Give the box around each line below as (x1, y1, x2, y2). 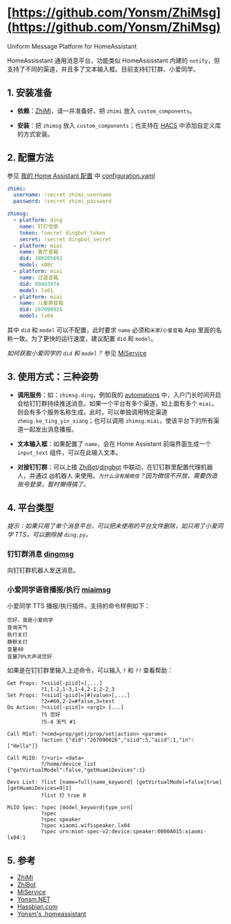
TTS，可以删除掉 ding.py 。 (14, 530, 93, 538)
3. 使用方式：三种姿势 (7, 371, 99, 383)
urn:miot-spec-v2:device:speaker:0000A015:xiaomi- (59, 828, 207, 835)
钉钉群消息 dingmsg (7, 549, 74, 558)
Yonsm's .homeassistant (16, 910, 87, 918)
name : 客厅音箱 (19, 249, 59, 256)
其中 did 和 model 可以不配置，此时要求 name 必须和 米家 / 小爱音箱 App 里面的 (7, 326, 216, 334)
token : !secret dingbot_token (19, 229, 106, 236)
